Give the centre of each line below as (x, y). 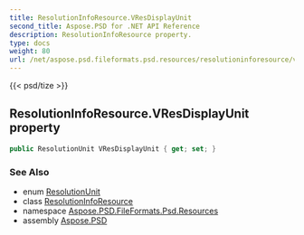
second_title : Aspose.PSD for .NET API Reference (105, 26)
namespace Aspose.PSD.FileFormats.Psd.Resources (120, 211)
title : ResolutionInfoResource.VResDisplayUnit (101, 18)
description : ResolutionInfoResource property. (101, 34)
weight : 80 (30, 52)
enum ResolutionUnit (62, 192)
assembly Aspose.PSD (65, 220)
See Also (29, 172)
